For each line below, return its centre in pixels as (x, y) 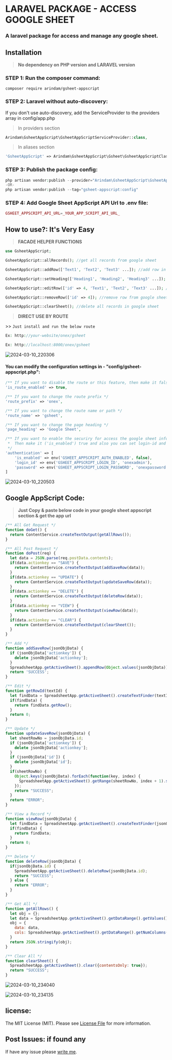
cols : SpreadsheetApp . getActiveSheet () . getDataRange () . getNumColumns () (92, 932)
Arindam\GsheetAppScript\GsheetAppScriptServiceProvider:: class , (76, 137)
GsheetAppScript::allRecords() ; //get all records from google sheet (81, 261)
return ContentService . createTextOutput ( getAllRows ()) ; (71, 535)
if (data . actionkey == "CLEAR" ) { (46, 620)
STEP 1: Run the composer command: (53, 78)
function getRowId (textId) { (36, 691)
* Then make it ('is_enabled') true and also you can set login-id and (87, 443)
